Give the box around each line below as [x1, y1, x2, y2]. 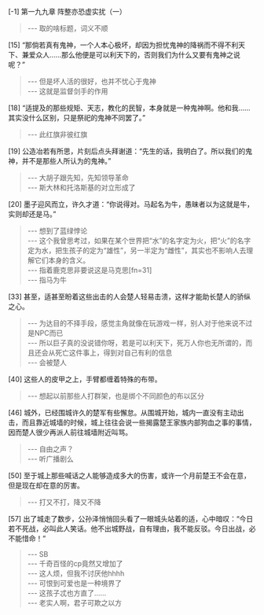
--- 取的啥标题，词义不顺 [27, 24, 108, 33]
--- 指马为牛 [27, 275, 68, 285]
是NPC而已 [27, 329, 64, 337]
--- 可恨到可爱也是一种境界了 [27, 579, 123, 587]
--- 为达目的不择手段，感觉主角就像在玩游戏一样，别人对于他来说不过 [27, 319, 253, 328]
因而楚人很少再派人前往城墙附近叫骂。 [8, 428, 132, 436]
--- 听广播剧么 [27, 455, 75, 463]
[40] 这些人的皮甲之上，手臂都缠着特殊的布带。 [8, 374, 163, 384]
